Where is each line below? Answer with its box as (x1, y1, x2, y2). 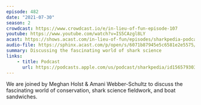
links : (6, 53, 23, 59)
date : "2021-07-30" (6, 14, 55, 20)
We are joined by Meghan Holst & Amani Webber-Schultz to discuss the (6, 81, 183, 88)
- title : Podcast (17, 58, 60, 64)
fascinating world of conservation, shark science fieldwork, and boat (6, 87, 176, 94)
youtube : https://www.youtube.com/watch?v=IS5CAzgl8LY (6, 31, 146, 37)
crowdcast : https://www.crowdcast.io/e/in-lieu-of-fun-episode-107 (6, 25, 178, 32)
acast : (6, 36, 23, 42)
